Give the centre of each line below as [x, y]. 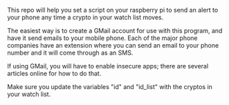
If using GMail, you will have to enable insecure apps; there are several [108, 66]
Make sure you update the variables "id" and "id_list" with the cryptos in [110, 87]
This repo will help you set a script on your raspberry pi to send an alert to [113, 10]
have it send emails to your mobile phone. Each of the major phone [103, 38]
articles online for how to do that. [54, 73]
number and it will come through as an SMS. [70, 52]
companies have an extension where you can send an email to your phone [113, 45]
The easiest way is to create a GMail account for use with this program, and [115, 31]
